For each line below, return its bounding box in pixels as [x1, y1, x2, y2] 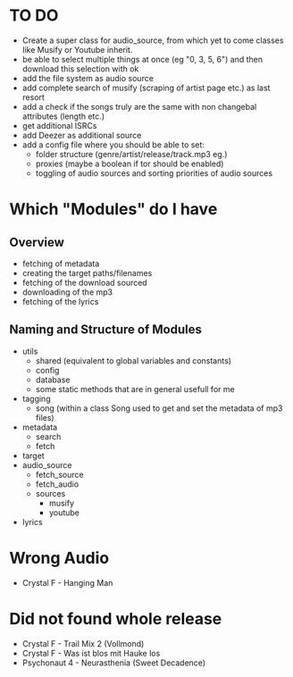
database [35, 374, 71, 385]
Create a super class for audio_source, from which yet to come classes [21, 35, 284, 46]
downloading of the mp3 [21, 287, 113, 297]
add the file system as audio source [21, 72, 155, 83]
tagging [21, 393, 51, 404]
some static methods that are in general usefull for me [35, 383, 235, 394]
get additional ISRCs [21, 120, 97, 130]
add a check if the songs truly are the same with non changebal [21, 101, 257, 112]
